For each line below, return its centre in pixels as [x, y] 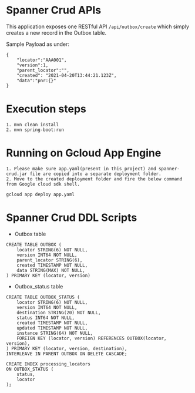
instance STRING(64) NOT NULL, [55, 333]
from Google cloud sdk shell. [43, 184]
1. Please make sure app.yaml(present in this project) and [81, 169]
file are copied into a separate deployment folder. [95, 174]
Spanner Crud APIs [54, 10]
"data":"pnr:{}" [37, 80]
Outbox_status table [39, 286]
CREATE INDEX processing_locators [48, 364]
